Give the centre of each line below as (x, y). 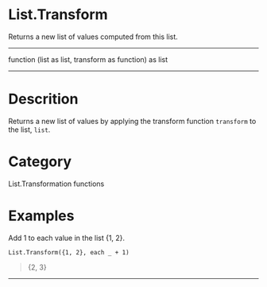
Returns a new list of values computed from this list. (93, 37)
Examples (41, 215)
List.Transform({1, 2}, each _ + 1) (69, 252)
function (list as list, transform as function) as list (88, 59)
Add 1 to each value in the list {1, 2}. (67, 238)
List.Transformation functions (56, 184)
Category (40, 162)
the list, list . (29, 130)
